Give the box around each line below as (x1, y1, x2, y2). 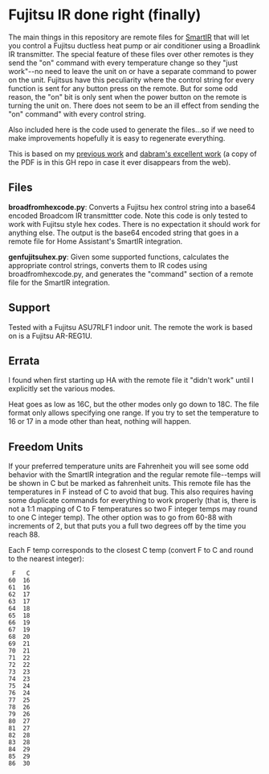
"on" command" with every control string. (8, 109, 146, 118)
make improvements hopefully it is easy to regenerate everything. (8, 133, 226, 142)
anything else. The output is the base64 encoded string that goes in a (8, 228, 239, 237)
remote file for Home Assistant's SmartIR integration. (8, 236, 183, 246)
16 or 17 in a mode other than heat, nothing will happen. (8, 417, 191, 426)
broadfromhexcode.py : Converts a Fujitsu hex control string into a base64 (8, 202, 256, 212)
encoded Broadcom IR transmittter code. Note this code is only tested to (8, 211, 248, 220)
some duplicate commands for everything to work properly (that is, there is (8, 496, 257, 505)
